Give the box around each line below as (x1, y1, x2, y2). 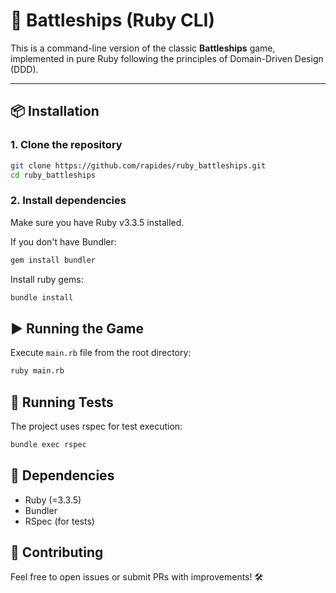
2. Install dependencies (10, 194, 127, 208)
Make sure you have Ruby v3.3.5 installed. (10, 216, 185, 228)
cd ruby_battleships (10, 170, 97, 180)
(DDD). (10, 63, 39, 75)
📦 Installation (10, 103, 100, 120)
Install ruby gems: (10, 273, 84, 285)
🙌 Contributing (10, 544, 104, 561)
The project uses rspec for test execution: (10, 420, 183, 432)
